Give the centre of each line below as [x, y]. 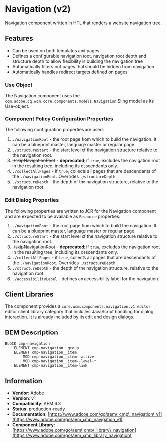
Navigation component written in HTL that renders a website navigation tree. [83, 23]
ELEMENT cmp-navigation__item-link [51, 366]
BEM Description [32, 332]
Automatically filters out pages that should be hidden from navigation [83, 66]
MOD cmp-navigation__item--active [59, 357]
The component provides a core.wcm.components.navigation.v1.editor [78, 306]
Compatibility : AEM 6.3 [37, 404]
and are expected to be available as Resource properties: [63, 216]
